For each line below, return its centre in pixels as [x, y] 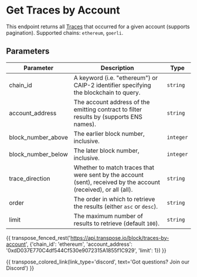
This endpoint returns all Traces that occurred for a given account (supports [98, 26]
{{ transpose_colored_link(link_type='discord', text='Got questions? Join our [98, 262]
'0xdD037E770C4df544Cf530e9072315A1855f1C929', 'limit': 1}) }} [86, 250]
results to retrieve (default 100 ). [117, 223]
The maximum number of [108, 216]
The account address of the [112, 102]
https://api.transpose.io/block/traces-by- [120, 238]
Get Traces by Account [63, 10]
